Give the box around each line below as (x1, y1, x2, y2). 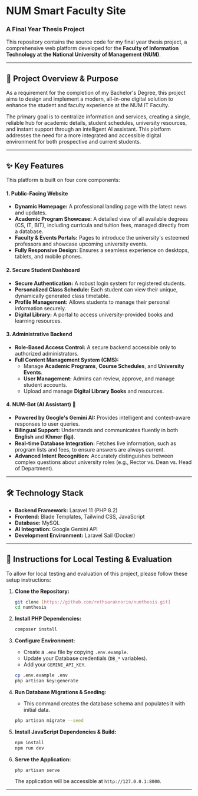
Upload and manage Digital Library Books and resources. (23, 387, 164, 394)
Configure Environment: (14, 637, 75, 644)
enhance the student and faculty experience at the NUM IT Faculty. (6, 102, 170, 109)
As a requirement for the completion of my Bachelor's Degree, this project (6, 89, 186, 97)
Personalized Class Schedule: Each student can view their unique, (14, 286, 178, 293)
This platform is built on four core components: (6, 177, 121, 184)
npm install (14, 739, 44, 745)
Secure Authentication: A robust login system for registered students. (14, 280, 186, 287)
